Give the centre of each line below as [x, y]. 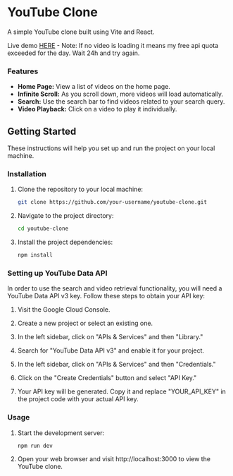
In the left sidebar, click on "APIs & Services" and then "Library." [110, 337]
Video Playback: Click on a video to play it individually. [97, 109]
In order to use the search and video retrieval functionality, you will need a [115, 288]
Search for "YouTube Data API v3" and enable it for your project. [111, 350]
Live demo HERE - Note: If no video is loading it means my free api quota [113, 45]
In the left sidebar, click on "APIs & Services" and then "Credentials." [116, 365]
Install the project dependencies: [65, 242]
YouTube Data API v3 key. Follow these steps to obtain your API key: [106, 296]
